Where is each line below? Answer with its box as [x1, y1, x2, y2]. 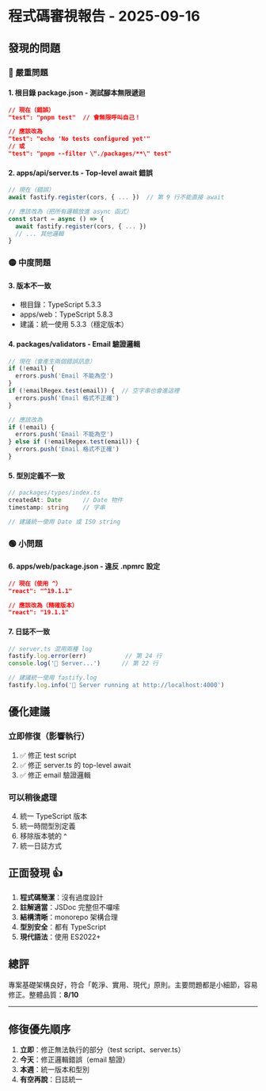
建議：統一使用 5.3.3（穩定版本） [19, 320, 128, 329]
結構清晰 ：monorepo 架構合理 [19, 912, 119, 922]
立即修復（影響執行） [8, 731, 89, 742]
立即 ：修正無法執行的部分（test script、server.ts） [19, 1045, 185, 1055]
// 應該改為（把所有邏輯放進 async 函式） [8, 207, 132, 215]
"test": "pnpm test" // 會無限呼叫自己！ [8, 113, 141, 121]
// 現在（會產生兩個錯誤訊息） [8, 357, 97, 365]
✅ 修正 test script [19, 750, 77, 760]
